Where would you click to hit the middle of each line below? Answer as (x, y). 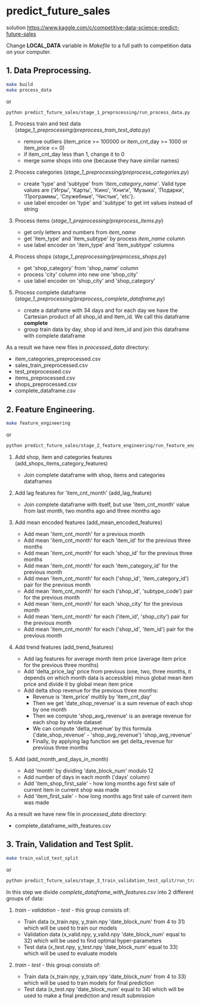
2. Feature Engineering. (51, 410)
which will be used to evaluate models (71, 953)
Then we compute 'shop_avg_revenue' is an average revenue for (112, 716)
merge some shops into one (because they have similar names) (101, 161)
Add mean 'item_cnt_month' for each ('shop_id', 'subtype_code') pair (108, 591)
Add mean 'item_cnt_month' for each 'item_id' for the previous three (107, 540)
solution (16, 27)
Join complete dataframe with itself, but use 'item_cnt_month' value (107, 504)
